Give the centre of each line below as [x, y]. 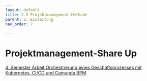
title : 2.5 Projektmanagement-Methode [46, 15]
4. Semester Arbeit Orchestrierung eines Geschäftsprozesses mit [73, 68]
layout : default [22, 10]
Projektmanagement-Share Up [71, 53]
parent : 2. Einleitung [29, 19]
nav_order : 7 [19, 24]
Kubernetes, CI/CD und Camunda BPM [46, 73]
